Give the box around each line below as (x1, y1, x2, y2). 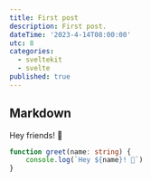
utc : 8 (9, 38, 34, 48)
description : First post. (9, 22, 107, 31)
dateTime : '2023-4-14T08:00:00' (9, 30, 131, 39)
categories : (9, 47, 54, 56)
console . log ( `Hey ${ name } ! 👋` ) (25, 156, 144, 165)
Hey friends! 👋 (9, 129, 63, 140)
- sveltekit (17, 55, 63, 64)
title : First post (9, 13, 79, 23)
